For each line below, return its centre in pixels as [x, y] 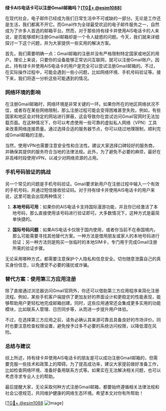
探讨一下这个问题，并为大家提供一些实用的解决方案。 [59, 43]
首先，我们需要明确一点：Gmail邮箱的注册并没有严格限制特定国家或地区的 [80, 53]
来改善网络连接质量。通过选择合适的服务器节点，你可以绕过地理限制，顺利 [81, 129]
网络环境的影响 [23, 92]
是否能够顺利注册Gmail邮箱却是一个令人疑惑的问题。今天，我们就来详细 [86, 37]
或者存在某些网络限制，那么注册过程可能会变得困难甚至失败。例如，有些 [87, 110]
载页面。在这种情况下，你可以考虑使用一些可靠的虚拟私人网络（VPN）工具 [81, 123]
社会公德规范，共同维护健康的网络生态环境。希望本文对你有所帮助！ [74, 393]
